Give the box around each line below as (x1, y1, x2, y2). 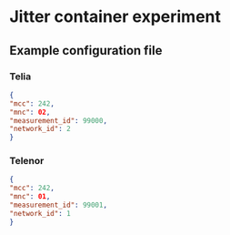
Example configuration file (9, 43, 163, 58)
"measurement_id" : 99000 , (9, 116, 107, 125)
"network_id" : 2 (9, 125, 71, 134)
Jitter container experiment (9, 6, 221, 27)
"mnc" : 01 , (9, 192, 51, 201)
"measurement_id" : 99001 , (9, 200, 107, 210)
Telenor (9, 155, 45, 168)
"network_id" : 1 (9, 209, 71, 218)
